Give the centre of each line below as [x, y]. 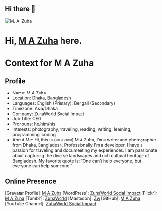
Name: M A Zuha [29, 93]
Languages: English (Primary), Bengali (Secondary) [64, 103]
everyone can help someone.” [42, 166]
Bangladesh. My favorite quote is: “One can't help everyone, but [77, 161]
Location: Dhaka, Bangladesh [42, 98]
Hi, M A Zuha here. [43, 41]
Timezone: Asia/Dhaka [35, 108]
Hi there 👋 [20, 9]
